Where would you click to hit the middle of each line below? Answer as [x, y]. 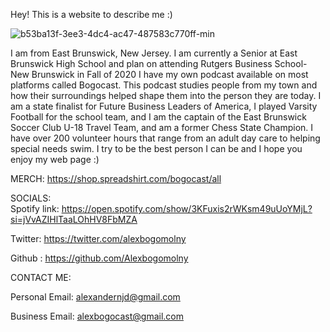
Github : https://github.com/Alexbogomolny [99, 258]
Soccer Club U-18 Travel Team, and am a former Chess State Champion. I [162, 127]
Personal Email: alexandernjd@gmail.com [95, 297]
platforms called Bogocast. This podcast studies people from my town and [164, 85]
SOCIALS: [31, 198]
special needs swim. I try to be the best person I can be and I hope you [156, 148]
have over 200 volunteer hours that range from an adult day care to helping [165, 138]
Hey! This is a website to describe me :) [91, 14]
